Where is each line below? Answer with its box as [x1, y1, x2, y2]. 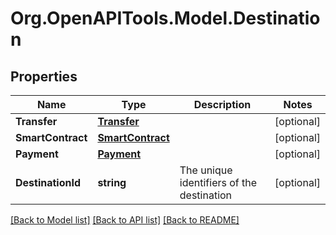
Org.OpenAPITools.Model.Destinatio [10, 7, 321, 30]
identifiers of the [179, 176, 258, 189]
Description [193, 98, 252, 111]
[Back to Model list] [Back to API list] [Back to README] [10, 214, 240, 226]
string [97, 176, 127, 189]
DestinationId [15, 176, 82, 189]
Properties [10, 68, 78, 85]
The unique [179, 163, 233, 177]
